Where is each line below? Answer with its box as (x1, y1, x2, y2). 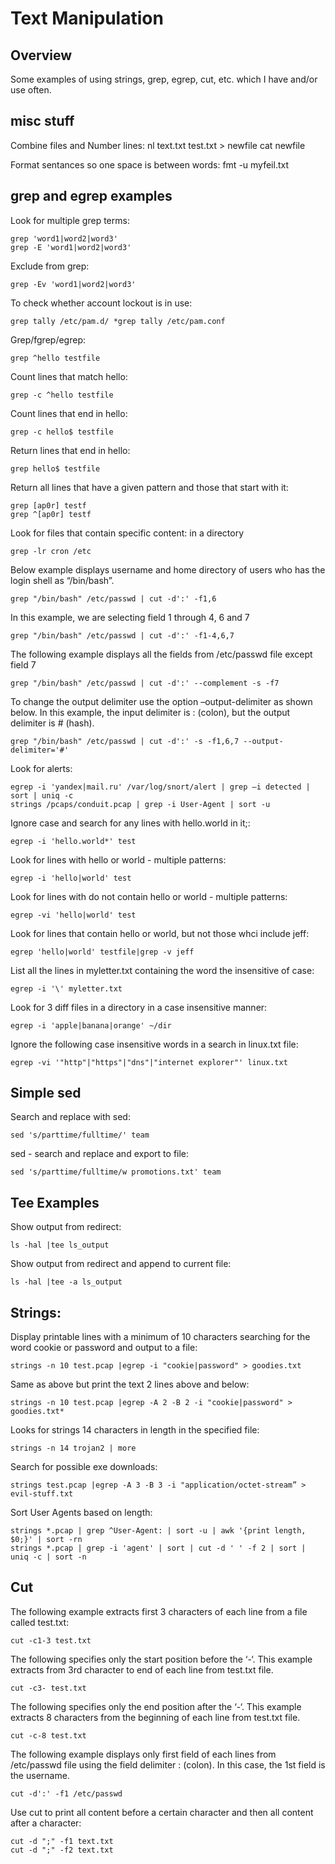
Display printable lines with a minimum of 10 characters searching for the (10, 1331, 311, 1343)
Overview (10, 47, 73, 64)
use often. (10, 84, 52, 96)
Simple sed (10, 1085, 82, 1102)
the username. (10, 1769, 70, 1781)
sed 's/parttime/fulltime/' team (10, 1130, 150, 1141)
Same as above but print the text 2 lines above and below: (10, 1378, 250, 1391)
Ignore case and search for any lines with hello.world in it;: (10, 817, 251, 829)
